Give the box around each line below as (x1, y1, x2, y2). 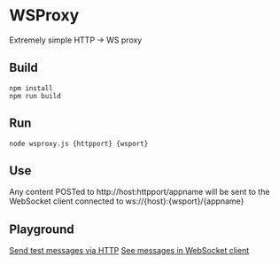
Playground (9, 221, 74, 237)
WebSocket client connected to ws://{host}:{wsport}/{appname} (9, 196, 244, 206)
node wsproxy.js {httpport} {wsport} (9, 139, 149, 148)
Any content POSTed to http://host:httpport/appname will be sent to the (9, 187, 270, 198)
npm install (9, 83, 53, 93)
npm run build (9, 91, 62, 100)
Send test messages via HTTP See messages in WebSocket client (9, 245, 250, 256)
